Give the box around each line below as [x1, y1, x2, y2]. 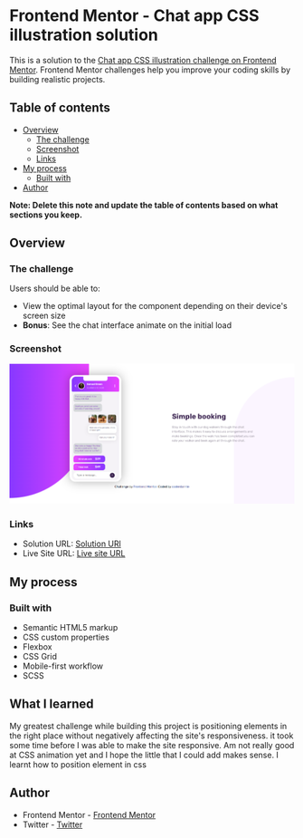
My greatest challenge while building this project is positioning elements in [9, 720, 288, 731]
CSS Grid [22, 651, 57, 662]
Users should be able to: [9, 283, 101, 294]
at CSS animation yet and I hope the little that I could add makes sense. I [9, 749, 279, 760]
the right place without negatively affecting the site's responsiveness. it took [9, 730, 294, 741]
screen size [22, 310, 66, 322]
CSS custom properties [22, 631, 110, 643]
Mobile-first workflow [22, 660, 104, 671]
